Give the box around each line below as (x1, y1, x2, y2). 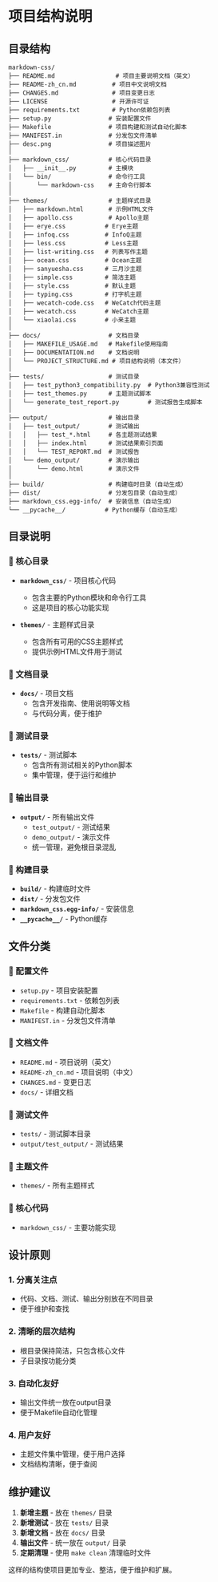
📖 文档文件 (8, 1038, 50, 1049)
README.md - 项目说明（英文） (19, 1057, 116, 1066)
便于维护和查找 (19, 1304, 69, 1313)
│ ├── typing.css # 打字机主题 (8, 290, 142, 298)
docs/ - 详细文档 (19, 1087, 73, 1097)
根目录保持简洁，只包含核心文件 (19, 1345, 125, 1355)
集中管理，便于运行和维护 (31, 771, 117, 780)
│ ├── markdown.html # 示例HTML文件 (8, 205, 154, 213)
